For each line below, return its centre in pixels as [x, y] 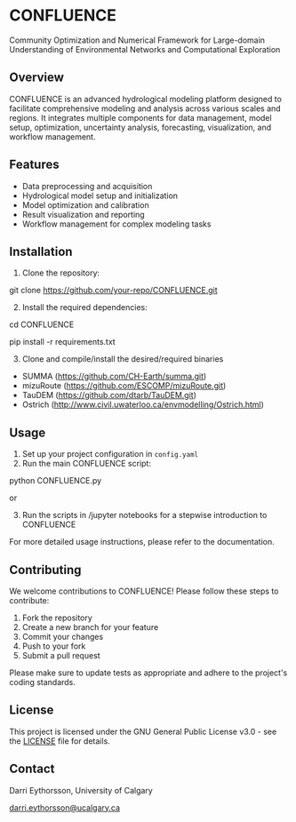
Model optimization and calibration [85, 204]
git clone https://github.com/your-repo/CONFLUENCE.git [113, 291]
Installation [41, 251]
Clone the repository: [61, 273]
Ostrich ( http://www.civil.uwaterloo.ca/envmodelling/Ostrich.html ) [143, 404]
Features [34, 165]
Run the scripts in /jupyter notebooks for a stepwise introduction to [144, 515]
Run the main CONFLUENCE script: [86, 464]
